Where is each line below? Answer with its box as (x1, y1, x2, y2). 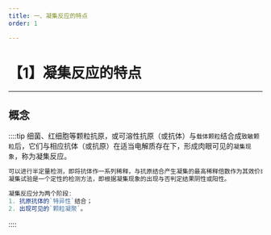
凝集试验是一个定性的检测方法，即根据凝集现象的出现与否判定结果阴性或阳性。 (8, 175, 231, 183)
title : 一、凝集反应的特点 (8, 11, 89, 20)
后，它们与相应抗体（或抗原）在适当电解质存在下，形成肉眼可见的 (14, 141, 234, 151)
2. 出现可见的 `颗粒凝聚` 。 (8, 204, 87, 212)
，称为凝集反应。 (14, 151, 71, 162)
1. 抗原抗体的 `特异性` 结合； (8, 197, 93, 205)
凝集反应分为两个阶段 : (8, 190, 73, 198)
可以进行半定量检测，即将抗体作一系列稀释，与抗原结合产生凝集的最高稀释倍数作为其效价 (8, 167, 261, 176)
